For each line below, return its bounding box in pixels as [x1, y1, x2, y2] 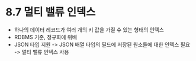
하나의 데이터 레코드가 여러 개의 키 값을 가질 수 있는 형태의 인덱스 [14, 26, 164, 33]
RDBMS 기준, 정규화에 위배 [14, 33, 78, 40]
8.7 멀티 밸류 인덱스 [5, 5, 96, 19]
